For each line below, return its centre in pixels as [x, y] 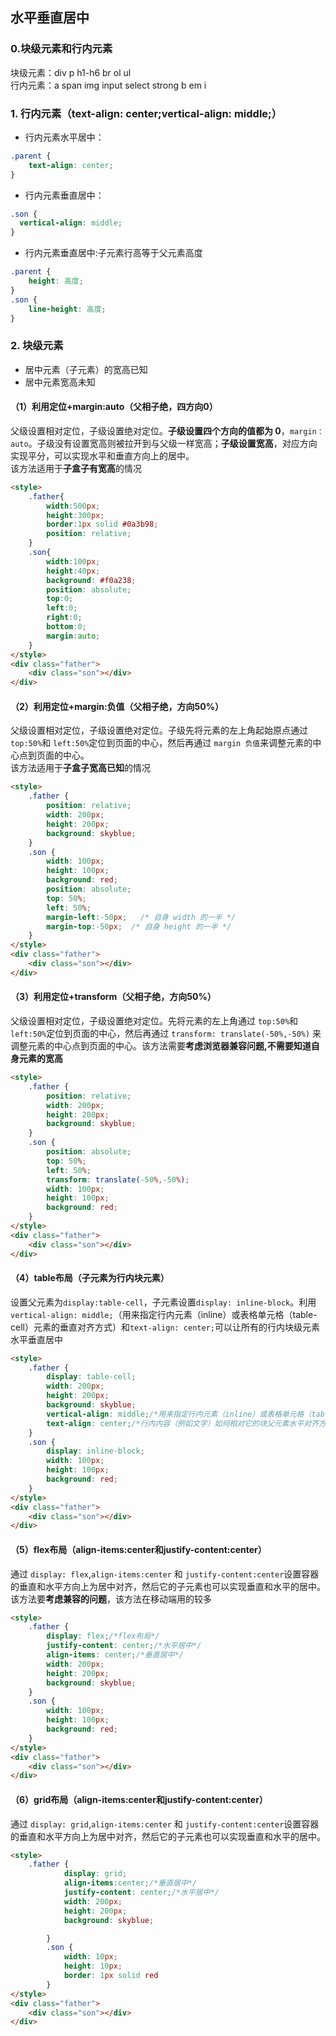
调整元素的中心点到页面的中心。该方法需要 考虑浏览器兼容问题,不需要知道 [161, 1046]
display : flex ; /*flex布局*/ [103, 1636]
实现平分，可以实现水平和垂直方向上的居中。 [102, 455]
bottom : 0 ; [66, 627]
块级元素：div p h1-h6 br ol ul [71, 72]
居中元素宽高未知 [60, 382]
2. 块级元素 [37, 346]
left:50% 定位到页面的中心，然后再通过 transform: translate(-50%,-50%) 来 [166, 1034]
